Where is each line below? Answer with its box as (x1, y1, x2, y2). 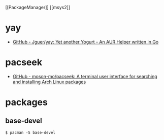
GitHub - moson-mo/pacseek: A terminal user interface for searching (12, 73, 157, 79)
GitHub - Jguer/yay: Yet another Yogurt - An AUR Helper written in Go (12, 39, 159, 45)
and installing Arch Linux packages (12, 79, 86, 85)
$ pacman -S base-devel (5, 130, 56, 135)
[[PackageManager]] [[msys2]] (5, 5, 70, 10)
